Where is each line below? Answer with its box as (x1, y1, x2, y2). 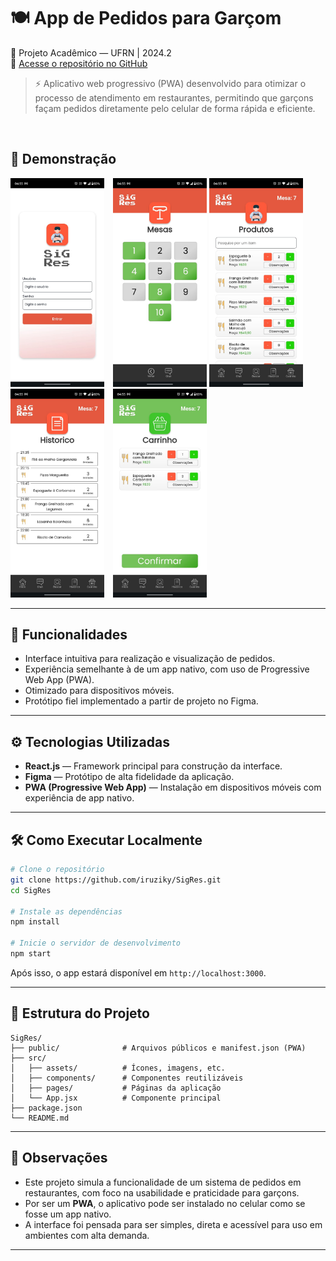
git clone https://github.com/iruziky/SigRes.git (10, 875, 222, 885)
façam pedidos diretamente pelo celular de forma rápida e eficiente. (34, 102, 316, 114)
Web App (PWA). (24, 674, 95, 686)
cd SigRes (10, 885, 52, 895)
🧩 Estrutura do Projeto (10, 1005, 150, 1022)
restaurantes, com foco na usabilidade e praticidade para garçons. (24, 1186, 300, 1199)
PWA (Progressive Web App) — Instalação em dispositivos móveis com (24, 781, 322, 794)
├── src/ (10, 1053, 47, 1063)
